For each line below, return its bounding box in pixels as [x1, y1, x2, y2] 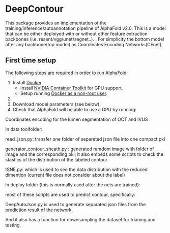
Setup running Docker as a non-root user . [20, 90, 108, 96]
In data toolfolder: [5, 126, 43, 132]
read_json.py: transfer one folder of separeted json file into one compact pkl [5, 136, 165, 142]
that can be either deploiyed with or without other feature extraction [5, 30, 148, 37]
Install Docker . [12, 79, 43, 85]
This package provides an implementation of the [5, 20, 107, 26]
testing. [5, 222, 21, 228]
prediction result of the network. [5, 207, 73, 213]
